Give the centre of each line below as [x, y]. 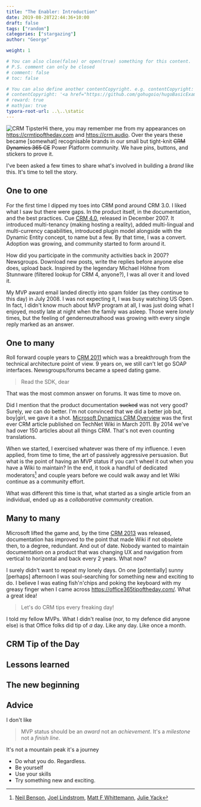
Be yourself [29, 767]
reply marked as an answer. [40, 324]
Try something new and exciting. [55, 780]
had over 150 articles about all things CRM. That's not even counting [90, 431]
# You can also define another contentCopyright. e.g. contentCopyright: [100, 89]
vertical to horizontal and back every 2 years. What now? [76, 558]
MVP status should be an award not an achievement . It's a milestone [105, 731]
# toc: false [22, 78]
